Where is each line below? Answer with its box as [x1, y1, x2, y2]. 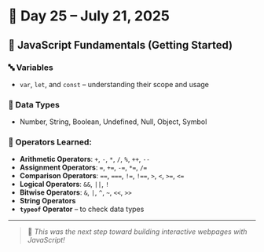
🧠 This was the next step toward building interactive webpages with [27, 227, 247, 236]
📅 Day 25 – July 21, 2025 [8, 7, 170, 25]
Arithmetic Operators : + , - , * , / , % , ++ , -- [19, 155, 151, 164]
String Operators [19, 196, 76, 206]
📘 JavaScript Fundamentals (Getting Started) [8, 38, 233, 52]
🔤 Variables [8, 62, 53, 73]
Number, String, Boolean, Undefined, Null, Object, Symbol [19, 117, 207, 126]
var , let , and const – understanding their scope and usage [19, 79, 210, 89]
